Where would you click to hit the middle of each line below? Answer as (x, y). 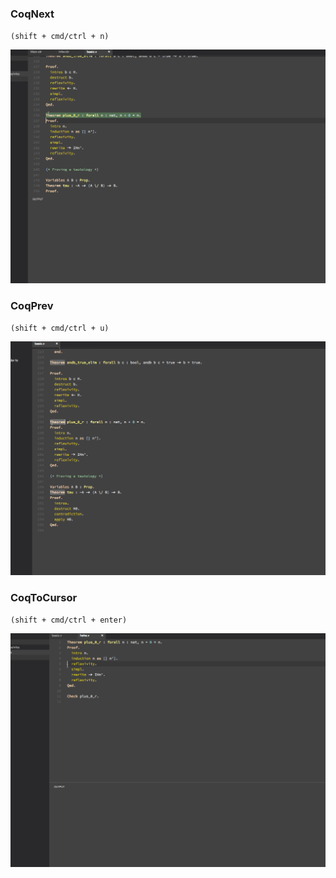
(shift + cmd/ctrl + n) (60, 37)
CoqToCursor (44, 597)
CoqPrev (32, 305)
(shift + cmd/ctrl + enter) (69, 620)
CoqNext (32, 14)
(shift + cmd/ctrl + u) (60, 328)
